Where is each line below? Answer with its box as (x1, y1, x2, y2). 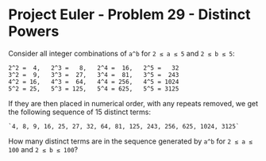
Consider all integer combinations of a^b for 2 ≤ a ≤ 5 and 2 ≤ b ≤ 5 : (8, 48, 235, 58)
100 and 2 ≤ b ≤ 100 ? (8, 144, 78, 154)
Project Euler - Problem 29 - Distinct (8, 6, 251, 24)
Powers (8, 22, 60, 40)
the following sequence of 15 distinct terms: (8, 107, 151, 117)
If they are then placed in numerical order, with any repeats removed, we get (8, 98, 258, 108)
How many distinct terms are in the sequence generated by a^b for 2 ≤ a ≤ (8, 136, 253, 146)
